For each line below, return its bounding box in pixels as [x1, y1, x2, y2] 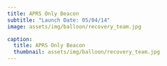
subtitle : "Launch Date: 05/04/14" [7, 17, 111, 24]
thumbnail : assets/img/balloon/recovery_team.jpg [13, 49, 160, 56]
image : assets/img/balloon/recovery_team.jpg [7, 23, 141, 30]
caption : [7, 35, 33, 42]
